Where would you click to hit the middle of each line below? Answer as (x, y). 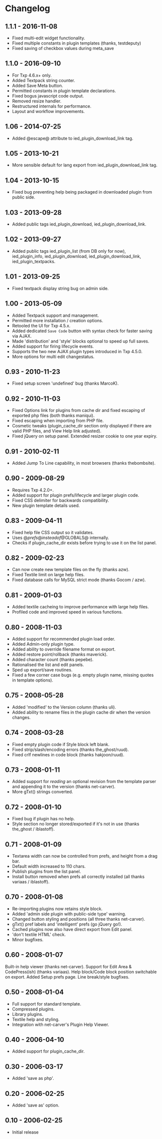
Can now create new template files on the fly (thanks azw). (71, 569)
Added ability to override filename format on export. (64, 649)
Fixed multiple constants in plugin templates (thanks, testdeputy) (76, 43)
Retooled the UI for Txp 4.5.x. (41, 325)
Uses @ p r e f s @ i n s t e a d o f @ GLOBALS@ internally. (61, 537)
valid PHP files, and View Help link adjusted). (57, 431)
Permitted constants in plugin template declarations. (64, 91)
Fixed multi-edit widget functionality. (49, 38)
